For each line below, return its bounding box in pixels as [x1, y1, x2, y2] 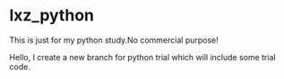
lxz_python [9, 5, 94, 26]
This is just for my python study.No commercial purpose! [9, 35, 219, 45]
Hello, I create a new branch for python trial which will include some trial [9, 51, 276, 62]
